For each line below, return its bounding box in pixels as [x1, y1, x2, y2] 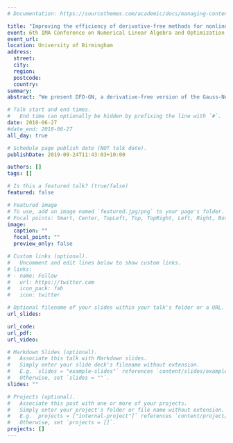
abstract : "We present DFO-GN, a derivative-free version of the [7, 94, 200, 101]
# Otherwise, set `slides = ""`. [7, 374, 110, 381]
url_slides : [7, 310, 42, 317]
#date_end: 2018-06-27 [7, 126, 73, 133]
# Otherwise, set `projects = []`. [7, 419, 116, 426]
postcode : [13, 74, 42, 81]
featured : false [7, 189, 54, 196]
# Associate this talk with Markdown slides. [7, 355, 148, 362]
